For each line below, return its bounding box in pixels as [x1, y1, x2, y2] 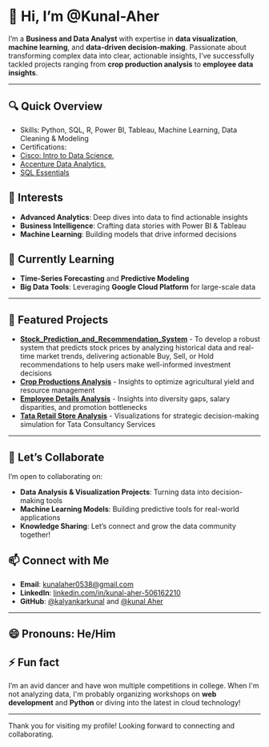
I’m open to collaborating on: [8, 472, 103, 481]
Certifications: [19, 142, 67, 152]
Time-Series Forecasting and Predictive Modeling [19, 274, 190, 283]
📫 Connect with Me [8, 554, 110, 568]
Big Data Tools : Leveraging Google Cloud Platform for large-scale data [19, 282, 256, 292]
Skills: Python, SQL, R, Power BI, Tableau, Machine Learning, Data [19, 124, 238, 135]
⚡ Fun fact [8, 656, 60, 669]
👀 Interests [8, 191, 64, 205]
